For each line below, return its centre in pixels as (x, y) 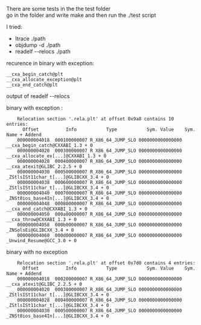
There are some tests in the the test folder (59, 9)
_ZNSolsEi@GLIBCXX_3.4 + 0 (40, 230)
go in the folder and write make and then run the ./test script (81, 15)
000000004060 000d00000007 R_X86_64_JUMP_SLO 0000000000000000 (100, 235)
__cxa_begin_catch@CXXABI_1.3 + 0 (50, 145)
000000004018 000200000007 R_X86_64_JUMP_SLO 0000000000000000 (100, 279)
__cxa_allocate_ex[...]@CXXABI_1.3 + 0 (56, 156)
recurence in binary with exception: (50, 63)
